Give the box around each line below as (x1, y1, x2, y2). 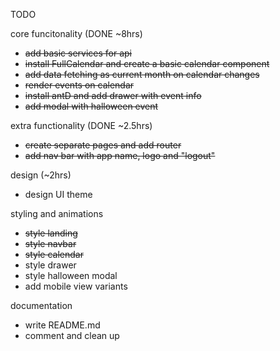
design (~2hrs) (10, 169, 72, 181)
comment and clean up (24, 330, 120, 341)
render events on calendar (24, 79, 135, 91)
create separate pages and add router (24, 139, 182, 151)
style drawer (24, 259, 77, 271)
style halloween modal (24, 270, 118, 281)
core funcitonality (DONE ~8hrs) (10, 28, 143, 39)
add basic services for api (24, 47, 133, 59)
